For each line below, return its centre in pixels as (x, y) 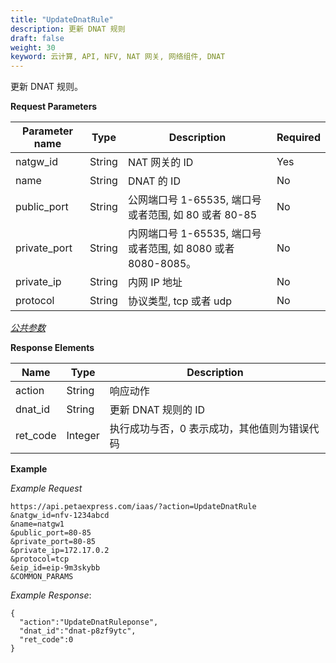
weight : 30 (33, 47)
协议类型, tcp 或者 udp (180, 301)
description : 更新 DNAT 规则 (68, 29)
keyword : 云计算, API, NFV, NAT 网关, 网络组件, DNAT (118, 57)
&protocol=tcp (40, 559)
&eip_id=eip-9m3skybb (55, 568)
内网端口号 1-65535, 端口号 (194, 234)
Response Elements (52, 348)
